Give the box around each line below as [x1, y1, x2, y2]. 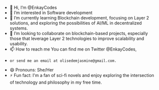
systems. [9, 25, 28, 31]
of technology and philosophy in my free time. [9, 79, 102, 85]
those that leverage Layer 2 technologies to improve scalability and [9, 36, 144, 41]
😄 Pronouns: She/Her [9, 67, 54, 72]
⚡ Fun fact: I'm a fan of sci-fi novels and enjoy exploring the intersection [9, 72, 155, 78]
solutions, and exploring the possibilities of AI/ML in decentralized [9, 20, 142, 26]
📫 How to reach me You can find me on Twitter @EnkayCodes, [9, 46, 137, 52]
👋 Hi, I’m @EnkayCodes [9, 5, 57, 10]
